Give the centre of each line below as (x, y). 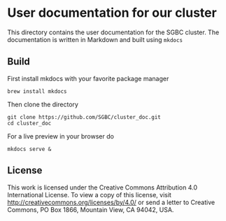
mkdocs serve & (29, 149)
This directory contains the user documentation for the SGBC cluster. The (113, 32)
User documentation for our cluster (112, 13)
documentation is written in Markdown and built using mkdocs (95, 39)
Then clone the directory (43, 104)
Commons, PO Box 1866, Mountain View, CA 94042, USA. (91, 209)
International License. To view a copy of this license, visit (89, 194)
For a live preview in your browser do (61, 136)
